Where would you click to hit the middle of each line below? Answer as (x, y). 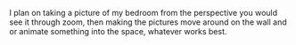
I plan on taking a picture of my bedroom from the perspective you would (144, 13)
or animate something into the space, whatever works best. (118, 31)
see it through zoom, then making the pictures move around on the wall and (148, 22)
